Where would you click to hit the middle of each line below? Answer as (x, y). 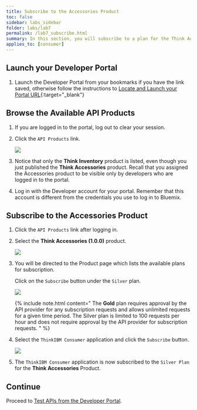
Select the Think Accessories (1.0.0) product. (70, 241)
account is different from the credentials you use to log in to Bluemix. (98, 197)
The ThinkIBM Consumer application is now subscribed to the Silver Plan (102, 362)
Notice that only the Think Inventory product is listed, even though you (101, 161)
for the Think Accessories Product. (57, 368)
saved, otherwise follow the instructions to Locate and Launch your (96, 88)
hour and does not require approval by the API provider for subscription (101, 322)
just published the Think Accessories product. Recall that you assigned (101, 167)
